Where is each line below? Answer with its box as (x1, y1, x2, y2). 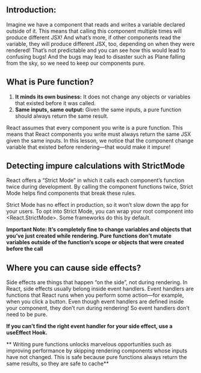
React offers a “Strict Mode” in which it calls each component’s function (6, 177, 185, 184)
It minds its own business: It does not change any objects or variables (14, 93, 191, 100)
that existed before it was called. (14, 99, 96, 106)
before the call (6, 245, 43, 253)
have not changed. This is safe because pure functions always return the (6, 354, 187, 361)
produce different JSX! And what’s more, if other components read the (6, 33, 181, 41)
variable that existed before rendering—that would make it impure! (6, 143, 171, 151)
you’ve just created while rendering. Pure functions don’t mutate (6, 232, 172, 239)
